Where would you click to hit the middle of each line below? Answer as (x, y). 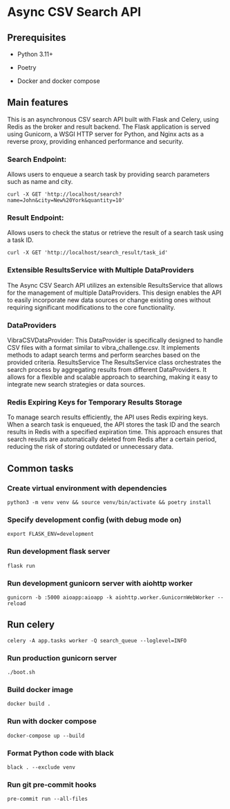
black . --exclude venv (41, 767)
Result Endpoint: (36, 218)
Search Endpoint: (37, 159)
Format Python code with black (60, 753)
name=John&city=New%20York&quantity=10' (66, 201)
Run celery (31, 625)
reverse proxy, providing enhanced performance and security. (96, 141)
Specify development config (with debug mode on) (94, 519)
